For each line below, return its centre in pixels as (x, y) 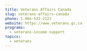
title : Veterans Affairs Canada (38, 9)
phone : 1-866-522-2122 (28, 18)
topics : (13, 37)
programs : (15, 28)
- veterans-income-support (37, 32)
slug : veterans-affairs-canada (37, 14)
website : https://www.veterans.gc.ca (44, 23)
